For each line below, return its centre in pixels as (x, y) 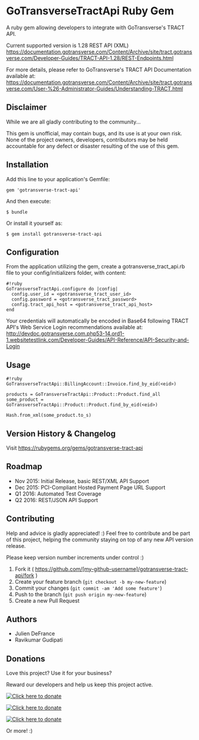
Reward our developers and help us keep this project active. (80, 685)
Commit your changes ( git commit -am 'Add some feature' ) (88, 588)
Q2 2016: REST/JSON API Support (56, 500)
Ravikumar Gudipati (39, 640)
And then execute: (29, 201)
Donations (26, 659)
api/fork (24, 575)
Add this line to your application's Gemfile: (58, 179)
